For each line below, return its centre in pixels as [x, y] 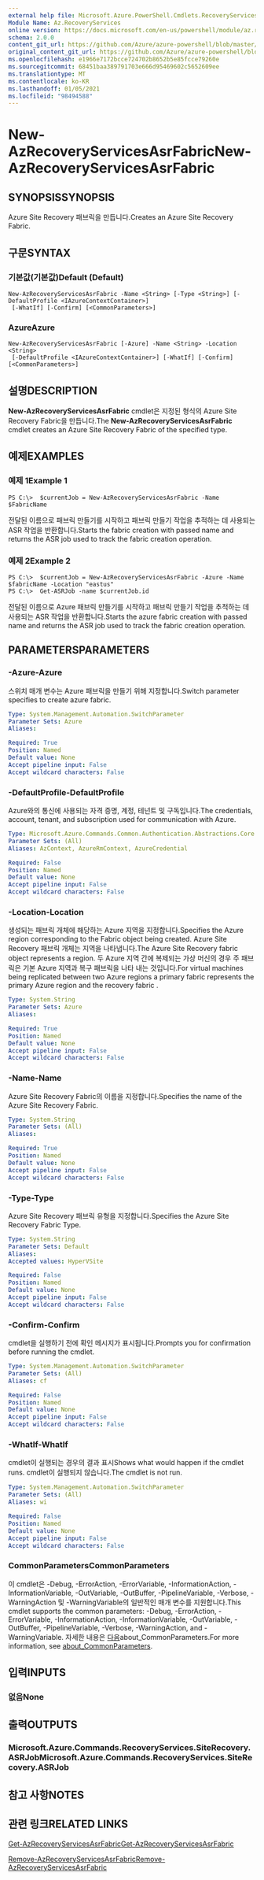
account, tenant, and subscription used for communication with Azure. [122, 820]
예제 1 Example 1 [38, 481]
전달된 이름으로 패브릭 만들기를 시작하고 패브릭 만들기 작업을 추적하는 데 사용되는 [132, 520]
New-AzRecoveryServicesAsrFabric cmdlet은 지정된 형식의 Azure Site [123, 411]
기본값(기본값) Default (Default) [66, 277]
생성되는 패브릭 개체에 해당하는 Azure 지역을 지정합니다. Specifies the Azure [126, 931]
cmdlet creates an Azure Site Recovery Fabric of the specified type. [118, 430]
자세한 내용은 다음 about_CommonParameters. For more [152, 1637]
